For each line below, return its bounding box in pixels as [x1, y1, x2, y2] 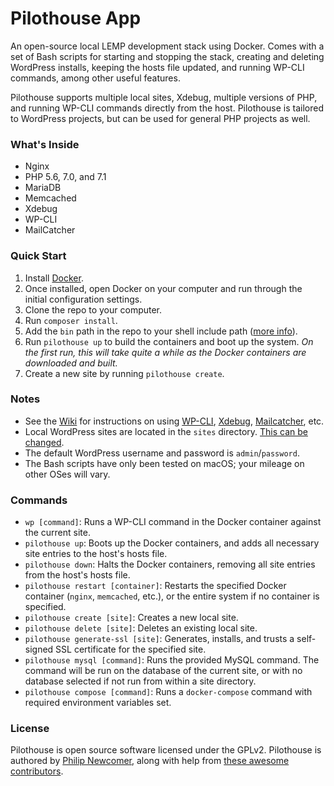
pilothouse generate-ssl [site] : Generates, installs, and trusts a [24, 633, 295, 645]
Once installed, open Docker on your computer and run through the [24, 282, 303, 294]
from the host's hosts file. [24, 569, 131, 581]
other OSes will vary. [24, 468, 111, 480]
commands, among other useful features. [10, 72, 181, 84]
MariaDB [24, 182, 62, 194]
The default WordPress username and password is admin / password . [24, 447, 300, 459]
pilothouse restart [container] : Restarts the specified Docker [24, 580, 287, 592]
